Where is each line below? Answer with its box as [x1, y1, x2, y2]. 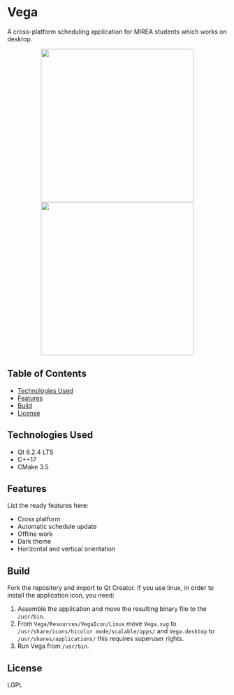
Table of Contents [7, 368, 87, 380]
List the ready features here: [7, 502, 89, 510]
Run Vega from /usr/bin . [17, 642, 89, 650]
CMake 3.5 [17, 462, 49, 471]
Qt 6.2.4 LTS [17, 448, 54, 456]
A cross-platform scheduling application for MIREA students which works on [7, 27, 227, 36]
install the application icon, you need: [7, 591, 115, 600]
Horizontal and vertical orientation [17, 544, 116, 553]
